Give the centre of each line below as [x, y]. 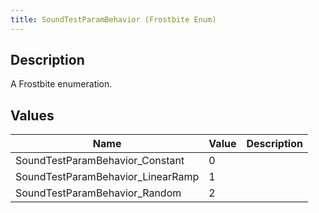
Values [32, 115]
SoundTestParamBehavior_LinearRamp [107, 177]
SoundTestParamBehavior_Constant [100, 161]
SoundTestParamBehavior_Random [98, 193]
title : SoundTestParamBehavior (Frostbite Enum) [113, 19]
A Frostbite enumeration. [61, 84]
